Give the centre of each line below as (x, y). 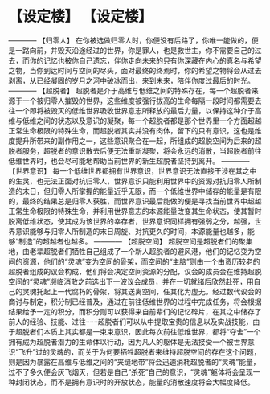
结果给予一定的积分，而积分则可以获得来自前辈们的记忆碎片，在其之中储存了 (135, 311)
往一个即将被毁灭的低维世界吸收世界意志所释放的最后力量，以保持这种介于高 (135, 110)
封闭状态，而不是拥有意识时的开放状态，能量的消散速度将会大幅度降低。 (135, 382)
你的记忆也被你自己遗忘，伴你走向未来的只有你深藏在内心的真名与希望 (145, 60)
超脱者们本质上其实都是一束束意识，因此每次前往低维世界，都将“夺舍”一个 (138, 331)
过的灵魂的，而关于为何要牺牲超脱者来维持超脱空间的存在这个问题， (148, 351)
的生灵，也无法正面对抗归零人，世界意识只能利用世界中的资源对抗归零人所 (131, 181)
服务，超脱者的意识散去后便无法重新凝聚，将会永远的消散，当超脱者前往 (142, 150)
